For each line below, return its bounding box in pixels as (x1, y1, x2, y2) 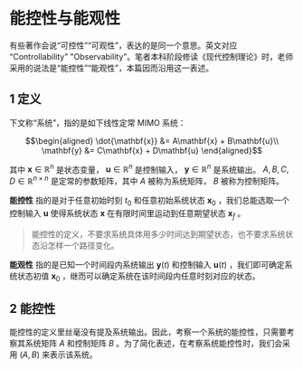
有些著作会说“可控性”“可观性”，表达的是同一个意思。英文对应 (9, 40, 238, 51)
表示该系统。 (49, 349, 98, 360)
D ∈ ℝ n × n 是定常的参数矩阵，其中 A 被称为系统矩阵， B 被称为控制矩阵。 (9, 174, 285, 186)
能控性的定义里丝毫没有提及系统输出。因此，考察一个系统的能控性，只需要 (9, 326, 287, 337)
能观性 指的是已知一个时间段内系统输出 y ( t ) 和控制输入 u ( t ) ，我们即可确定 (9, 259, 285, 270)
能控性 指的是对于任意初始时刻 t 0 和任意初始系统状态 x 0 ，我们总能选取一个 (9, 195, 290, 208)
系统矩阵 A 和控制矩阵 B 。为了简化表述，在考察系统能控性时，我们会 (24, 338, 283, 349)
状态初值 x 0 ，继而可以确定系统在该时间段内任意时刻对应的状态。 (16, 270, 260, 283)
